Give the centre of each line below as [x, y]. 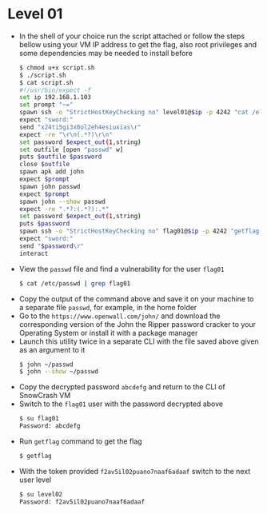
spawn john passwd [50, 186]
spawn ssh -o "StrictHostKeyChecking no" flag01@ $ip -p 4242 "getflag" [141, 231]
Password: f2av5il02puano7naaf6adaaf [82, 502]
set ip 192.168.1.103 [55, 98]
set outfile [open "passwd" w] [71, 149]
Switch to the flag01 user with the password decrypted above [121, 404]
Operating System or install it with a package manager [108, 333]
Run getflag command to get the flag [80, 441]
